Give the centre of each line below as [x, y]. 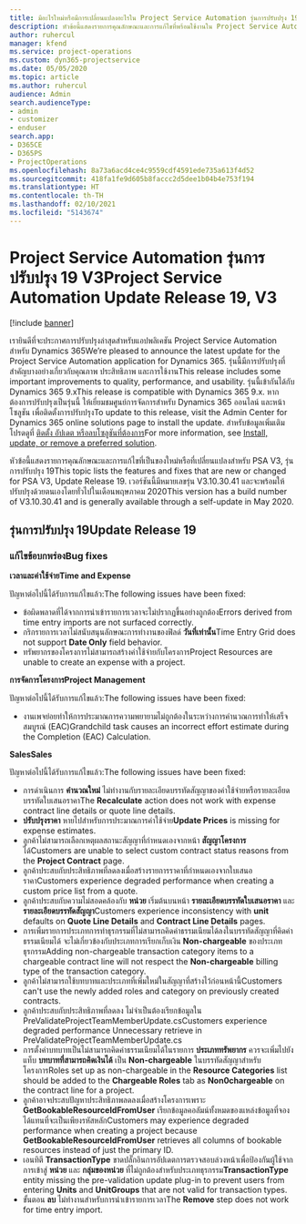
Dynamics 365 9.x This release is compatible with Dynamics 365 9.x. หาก [144, 392]
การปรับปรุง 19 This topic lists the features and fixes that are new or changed [148, 471]
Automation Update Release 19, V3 [143, 297]
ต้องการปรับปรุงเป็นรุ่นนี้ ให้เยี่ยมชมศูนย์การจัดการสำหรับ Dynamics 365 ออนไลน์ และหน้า [148, 402]
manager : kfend [38, 43]
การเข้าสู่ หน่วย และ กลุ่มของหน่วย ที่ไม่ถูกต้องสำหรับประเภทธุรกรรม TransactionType [155, 1170]
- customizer [34, 119]
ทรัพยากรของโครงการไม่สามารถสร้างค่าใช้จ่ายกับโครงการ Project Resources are [148, 652]
